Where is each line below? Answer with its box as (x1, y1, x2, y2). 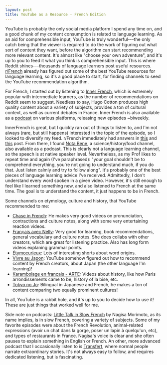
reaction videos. (12, 223, 46, 229)
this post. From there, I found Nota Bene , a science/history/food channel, (5, 140, 155, 146)
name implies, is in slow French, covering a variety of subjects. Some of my (5, 317, 161, 323)
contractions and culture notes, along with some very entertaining (12, 218, 148, 224)
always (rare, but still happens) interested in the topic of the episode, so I (5, 130, 156, 136)
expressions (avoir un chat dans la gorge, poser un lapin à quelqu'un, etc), (5, 327, 158, 333)
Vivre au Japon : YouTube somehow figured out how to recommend (12, 255, 151, 261)
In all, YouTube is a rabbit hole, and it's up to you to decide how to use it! (5, 296, 154, 302)
